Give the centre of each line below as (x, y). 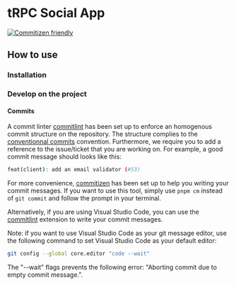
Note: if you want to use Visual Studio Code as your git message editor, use (117, 233)
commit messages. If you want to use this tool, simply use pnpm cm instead (115, 191)
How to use (33, 55)
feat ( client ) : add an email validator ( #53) (74, 170)
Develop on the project (47, 94)
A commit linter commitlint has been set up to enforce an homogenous (110, 127)
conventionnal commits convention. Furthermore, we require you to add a (114, 142)
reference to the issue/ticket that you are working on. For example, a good (115, 149)
